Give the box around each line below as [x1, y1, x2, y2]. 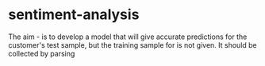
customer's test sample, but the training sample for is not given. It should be [8, 40, 258, 49]
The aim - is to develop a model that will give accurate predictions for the [8, 32, 248, 41]
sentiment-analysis [8, 6, 140, 24]
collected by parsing [8, 49, 75, 58]
